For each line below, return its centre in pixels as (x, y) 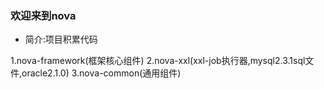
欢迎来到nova (43, 15)
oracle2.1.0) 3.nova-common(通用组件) (101, 73)
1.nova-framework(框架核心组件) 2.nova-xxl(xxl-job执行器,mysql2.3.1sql (158, 61)
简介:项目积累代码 (61, 39)
